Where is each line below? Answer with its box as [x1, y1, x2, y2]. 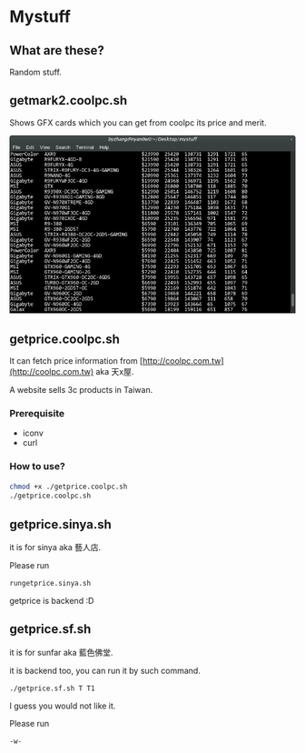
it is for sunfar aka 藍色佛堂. [9, 647, 113, 658]
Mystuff [9, 6, 71, 27]
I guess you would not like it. [9, 700, 116, 711]
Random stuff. [9, 66, 62, 77]
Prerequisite [9, 407, 65, 419]
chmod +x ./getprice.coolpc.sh [9, 482, 128, 491]
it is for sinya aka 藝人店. [9, 542, 102, 553]
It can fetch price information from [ [9, 355, 143, 366]
